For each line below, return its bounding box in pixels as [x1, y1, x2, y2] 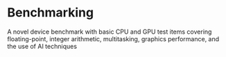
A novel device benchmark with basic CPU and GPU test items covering [7, 27, 212, 36]
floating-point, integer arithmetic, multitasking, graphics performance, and [7, 34, 220, 43]
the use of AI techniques [7, 42, 78, 50]
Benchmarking [7, 5, 94, 21]
